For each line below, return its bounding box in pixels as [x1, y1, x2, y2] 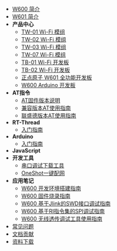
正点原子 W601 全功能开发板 [21, 74, 93, 81]
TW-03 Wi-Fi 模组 [21, 43, 66, 51]
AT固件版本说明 [21, 97, 61, 104]
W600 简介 [12, 5, 40, 12]
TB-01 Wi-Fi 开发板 [21, 58, 69, 66]
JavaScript [12, 147, 41, 154]
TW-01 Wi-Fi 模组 [21, 28, 65, 35]
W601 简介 [12, 13, 39, 20]
